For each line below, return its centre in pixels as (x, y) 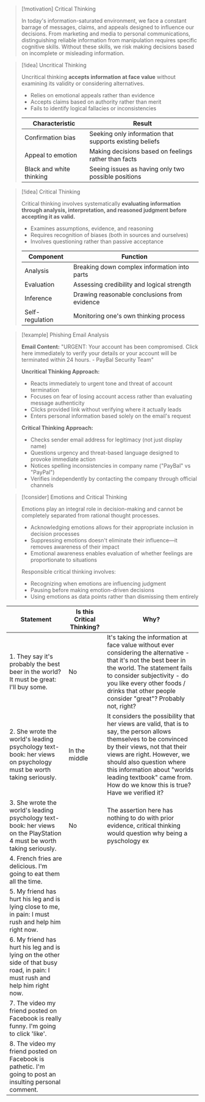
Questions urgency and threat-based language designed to (105, 453)
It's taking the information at (147, 637)
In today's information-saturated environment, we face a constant (104, 21)
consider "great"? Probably (146, 699)
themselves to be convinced (147, 739)
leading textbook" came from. (149, 777)
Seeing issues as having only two (137, 169)
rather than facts (113, 159)
